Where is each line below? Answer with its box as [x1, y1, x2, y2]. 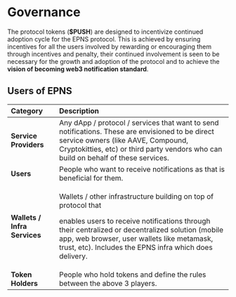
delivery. [59, 251, 88, 260]
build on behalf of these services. [59, 152, 170, 162]
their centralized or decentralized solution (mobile [59, 225, 223, 235]
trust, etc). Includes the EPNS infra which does [59, 242, 213, 252]
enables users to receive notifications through [59, 216, 211, 225]
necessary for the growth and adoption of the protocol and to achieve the [7, 57, 220, 65]
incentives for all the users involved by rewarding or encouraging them [7, 42, 212, 51]
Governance [7, 4, 81, 20]
